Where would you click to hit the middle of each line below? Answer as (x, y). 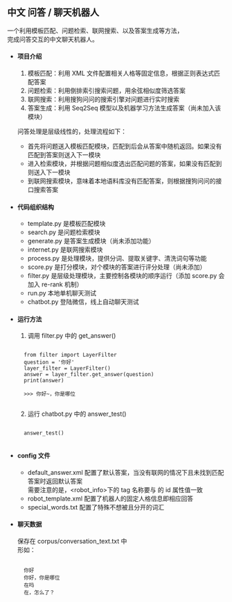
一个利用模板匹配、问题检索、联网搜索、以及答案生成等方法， (95, 31)
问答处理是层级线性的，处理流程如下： (72, 131)
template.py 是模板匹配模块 (66, 224)
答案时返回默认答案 (55, 481)
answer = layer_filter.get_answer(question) (89, 375)
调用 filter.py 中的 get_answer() (72, 336)
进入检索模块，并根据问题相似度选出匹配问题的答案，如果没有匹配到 (125, 164)
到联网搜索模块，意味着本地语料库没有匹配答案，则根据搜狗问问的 (122, 181)
